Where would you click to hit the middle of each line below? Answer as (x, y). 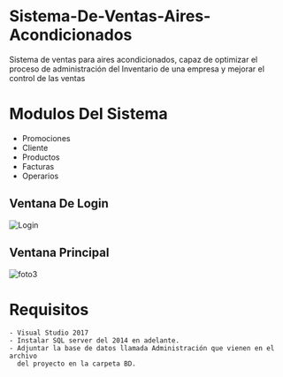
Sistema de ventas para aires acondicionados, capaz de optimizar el (134, 59)
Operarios (40, 176)
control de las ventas (47, 78)
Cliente (35, 147)
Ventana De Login (59, 204)
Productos (41, 157)
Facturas (38, 166)
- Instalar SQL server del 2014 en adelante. (94, 341)
